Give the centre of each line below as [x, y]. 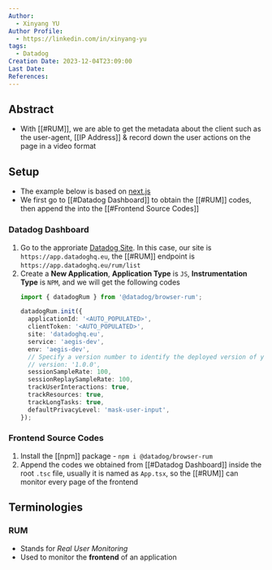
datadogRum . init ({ [51, 311]
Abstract [31, 109]
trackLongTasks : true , [66, 402]
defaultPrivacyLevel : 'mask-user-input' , [99, 410]
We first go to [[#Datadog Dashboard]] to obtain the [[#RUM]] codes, [136, 200]
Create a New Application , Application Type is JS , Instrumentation [134, 273]
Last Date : [27, 69]
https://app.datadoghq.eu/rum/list [80, 265]
